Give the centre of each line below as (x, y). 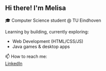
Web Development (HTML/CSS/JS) (48, 41)
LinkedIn (14, 63)
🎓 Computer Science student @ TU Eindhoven (53, 20)
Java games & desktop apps (41, 46)
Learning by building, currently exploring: (47, 32)
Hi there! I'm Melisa (35, 8)
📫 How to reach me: (26, 56)
